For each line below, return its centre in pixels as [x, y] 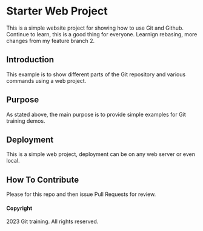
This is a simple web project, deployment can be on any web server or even [101, 154]
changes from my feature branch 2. [51, 41]
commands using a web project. [46, 80]
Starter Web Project [57, 11]
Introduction [30, 60]
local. [13, 161]
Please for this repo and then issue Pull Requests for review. [81, 194]
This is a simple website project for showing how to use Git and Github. [95, 28]
